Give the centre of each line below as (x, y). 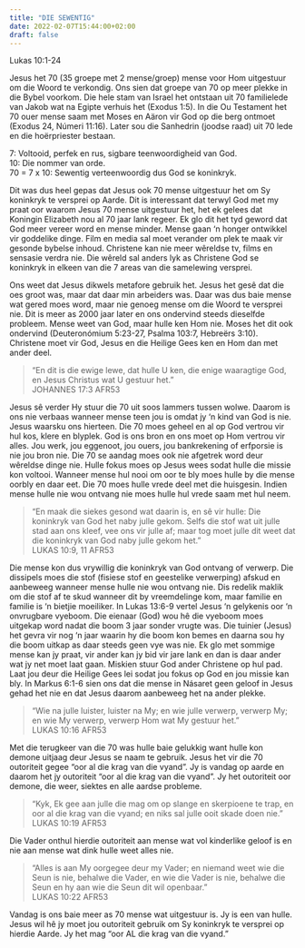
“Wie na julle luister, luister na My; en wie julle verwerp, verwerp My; (160, 711)
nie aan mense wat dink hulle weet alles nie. (92, 851)
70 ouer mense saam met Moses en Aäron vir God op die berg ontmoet (143, 117)
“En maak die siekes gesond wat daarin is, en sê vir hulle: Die (146, 512)
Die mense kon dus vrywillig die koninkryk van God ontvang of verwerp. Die (152, 568)
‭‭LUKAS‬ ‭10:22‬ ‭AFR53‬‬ (70, 897)
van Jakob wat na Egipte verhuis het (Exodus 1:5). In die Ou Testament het (148, 107)
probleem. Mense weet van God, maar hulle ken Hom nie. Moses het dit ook (151, 324)
